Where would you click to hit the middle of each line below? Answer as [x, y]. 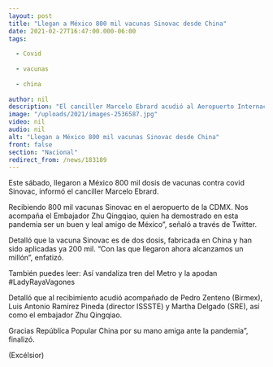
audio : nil [27, 129]
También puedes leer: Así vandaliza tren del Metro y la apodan [113, 273]
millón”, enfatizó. [36, 258]
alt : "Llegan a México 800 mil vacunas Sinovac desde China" [114, 137]
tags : [17, 39]
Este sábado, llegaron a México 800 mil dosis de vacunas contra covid [127, 183]
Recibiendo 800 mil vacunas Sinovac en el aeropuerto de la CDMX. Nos [128, 208]
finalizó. [22, 339]
